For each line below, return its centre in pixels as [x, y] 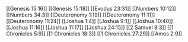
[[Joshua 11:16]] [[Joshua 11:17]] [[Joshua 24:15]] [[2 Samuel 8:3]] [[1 [90, 27]
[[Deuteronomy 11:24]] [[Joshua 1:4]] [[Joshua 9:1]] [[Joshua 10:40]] [90, 21]
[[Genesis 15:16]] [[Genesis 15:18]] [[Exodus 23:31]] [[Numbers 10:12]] [91, 9]
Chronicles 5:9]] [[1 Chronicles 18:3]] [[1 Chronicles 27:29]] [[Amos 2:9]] [94, 34]
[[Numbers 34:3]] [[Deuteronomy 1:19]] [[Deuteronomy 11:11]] [81, 15]
